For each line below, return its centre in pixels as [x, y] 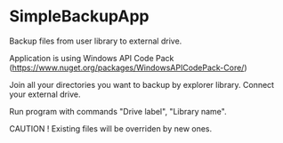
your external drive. [45, 94]
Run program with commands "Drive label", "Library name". [118, 111]
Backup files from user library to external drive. [96, 41]
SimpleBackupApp [79, 16]
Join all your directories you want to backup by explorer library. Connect [141, 84]
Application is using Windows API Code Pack [92, 58]
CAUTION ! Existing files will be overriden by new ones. [111, 128]
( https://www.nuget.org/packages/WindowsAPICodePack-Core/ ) [128, 68]
